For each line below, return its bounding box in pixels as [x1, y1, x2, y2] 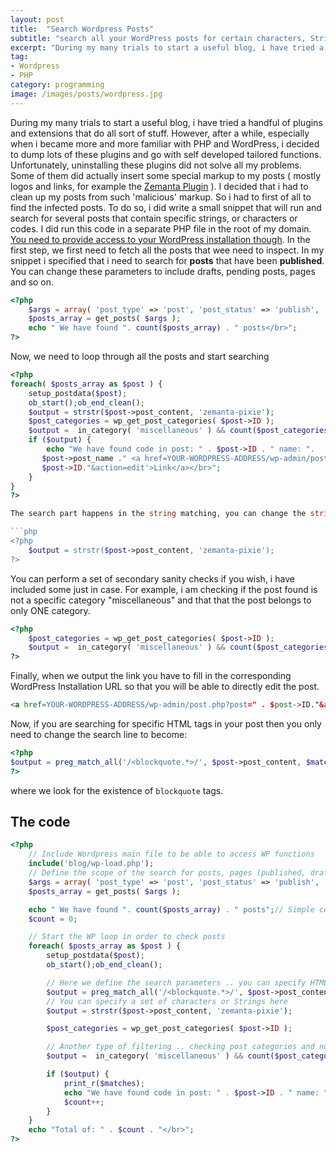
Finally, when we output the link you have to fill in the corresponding [10, 670, 292, 682]
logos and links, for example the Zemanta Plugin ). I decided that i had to [10, 180, 309, 192]
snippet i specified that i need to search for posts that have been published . [10, 254, 325, 266]
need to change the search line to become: [10, 729, 188, 740]
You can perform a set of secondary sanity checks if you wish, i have [10, 572, 295, 585]
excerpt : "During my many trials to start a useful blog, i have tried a [10, 42, 325, 53]
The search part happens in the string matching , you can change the [10, 509, 307, 519]
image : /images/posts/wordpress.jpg [10, 89, 163, 99]
